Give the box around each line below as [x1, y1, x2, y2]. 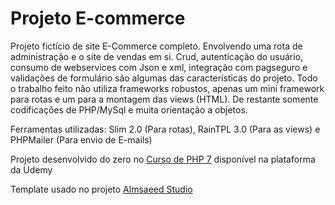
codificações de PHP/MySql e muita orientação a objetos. [10, 103, 248, 116]
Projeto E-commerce [10, 7, 186, 30]
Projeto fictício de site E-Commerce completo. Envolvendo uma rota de [10, 40, 303, 52]
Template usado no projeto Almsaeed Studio [10, 183, 193, 195]
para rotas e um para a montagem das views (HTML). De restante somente [10, 93, 319, 105]
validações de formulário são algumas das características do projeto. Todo [10, 72, 318, 84]
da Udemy [10, 163, 53, 176]
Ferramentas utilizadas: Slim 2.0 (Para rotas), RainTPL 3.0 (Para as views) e [10, 123, 321, 135]
